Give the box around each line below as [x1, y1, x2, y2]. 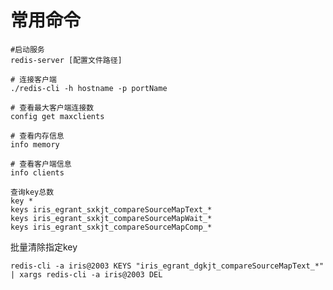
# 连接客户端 [10, 74, 57, 85]
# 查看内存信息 [10, 131, 65, 141]
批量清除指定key [10, 241, 78, 253]
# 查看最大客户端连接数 [10, 102, 95, 113]
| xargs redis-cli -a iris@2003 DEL [10, 269, 163, 280]
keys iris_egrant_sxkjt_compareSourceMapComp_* [10, 222, 213, 232]
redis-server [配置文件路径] [10, 55, 123, 65]
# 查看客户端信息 [10, 159, 72, 169]
